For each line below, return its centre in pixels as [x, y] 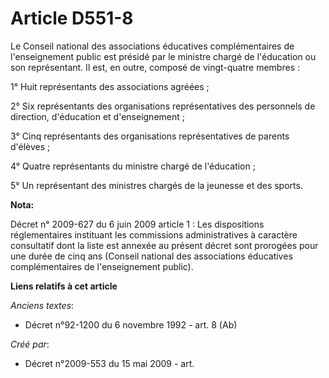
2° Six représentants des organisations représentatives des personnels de [163, 106]
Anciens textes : [42, 305]
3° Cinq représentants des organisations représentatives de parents [150, 136]
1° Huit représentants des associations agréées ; [110, 86]
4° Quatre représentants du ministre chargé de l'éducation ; [133, 166]
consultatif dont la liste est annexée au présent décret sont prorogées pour [164, 245]
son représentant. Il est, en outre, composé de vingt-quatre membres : [155, 67]
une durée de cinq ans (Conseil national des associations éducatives [151, 256]
